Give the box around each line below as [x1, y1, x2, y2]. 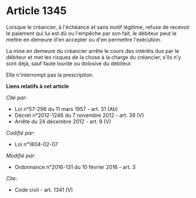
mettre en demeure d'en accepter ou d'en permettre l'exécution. [6, 36, 162, 43]
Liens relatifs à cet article [6, 82, 69, 89]
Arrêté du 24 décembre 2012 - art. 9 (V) [14, 118, 111, 125]
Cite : [6, 174, 18, 182]
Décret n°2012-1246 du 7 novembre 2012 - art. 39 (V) [14, 112, 144, 119]
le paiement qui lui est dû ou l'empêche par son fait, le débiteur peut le [6, 29, 177, 36]
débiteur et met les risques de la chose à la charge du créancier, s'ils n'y [6, 53, 181, 61]
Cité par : [6, 94, 28, 101]
